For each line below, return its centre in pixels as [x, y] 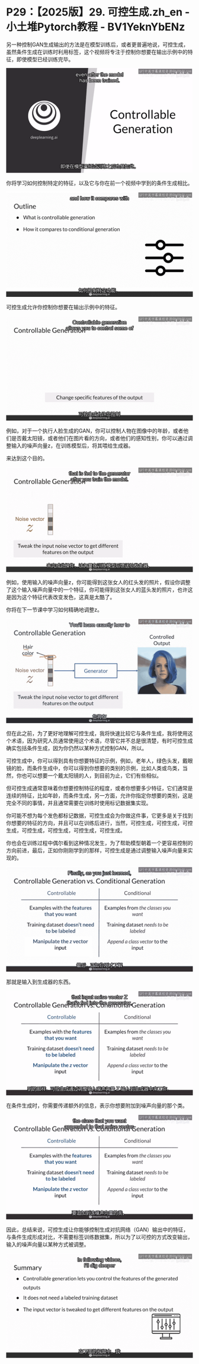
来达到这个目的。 [27, 458]
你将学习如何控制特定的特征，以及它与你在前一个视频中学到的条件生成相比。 [99, 183]
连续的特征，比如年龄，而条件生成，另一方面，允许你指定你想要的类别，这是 [99, 796]
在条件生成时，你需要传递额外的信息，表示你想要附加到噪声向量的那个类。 [97, 1106]
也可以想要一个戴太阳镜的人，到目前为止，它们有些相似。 [92, 776]
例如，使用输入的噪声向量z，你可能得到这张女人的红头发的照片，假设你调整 [98, 582]
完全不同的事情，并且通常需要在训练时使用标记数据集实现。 [79, 803]
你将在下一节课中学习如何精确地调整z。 [54, 609]
